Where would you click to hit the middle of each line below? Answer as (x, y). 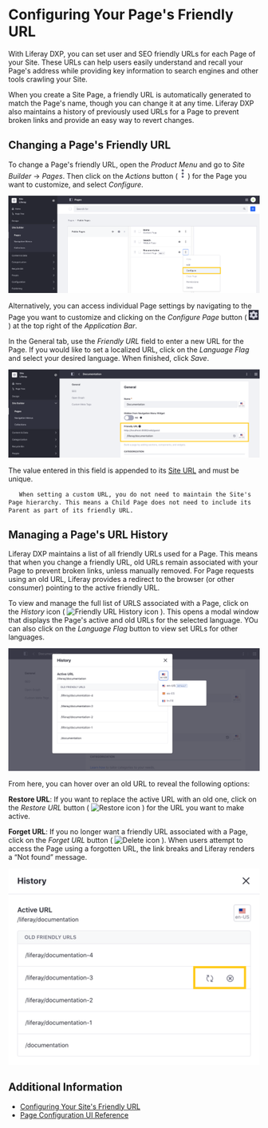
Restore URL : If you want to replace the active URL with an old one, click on (132, 799)
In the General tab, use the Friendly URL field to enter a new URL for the (126, 342)
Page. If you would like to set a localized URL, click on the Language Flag (129, 350)
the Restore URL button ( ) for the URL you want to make (126, 807)
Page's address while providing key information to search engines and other (134, 70)
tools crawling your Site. (48, 79)
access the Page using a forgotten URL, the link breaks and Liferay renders (132, 849)
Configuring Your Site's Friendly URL (80, 1106)
